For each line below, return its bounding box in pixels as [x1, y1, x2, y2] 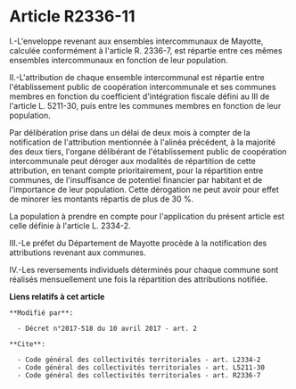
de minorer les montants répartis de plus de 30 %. [9, 194, 194, 204]
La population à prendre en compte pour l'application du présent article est [9, 211, 285, 221]
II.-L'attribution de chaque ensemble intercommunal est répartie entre [9, 71, 265, 82]
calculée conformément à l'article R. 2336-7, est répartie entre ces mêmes [9, 45, 283, 55]
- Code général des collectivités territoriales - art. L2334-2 [17, 355, 261, 364]
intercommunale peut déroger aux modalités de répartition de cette [9, 155, 256, 166]
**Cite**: [9, 339, 46, 349]
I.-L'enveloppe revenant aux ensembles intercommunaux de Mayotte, [9, 36, 264, 46]
